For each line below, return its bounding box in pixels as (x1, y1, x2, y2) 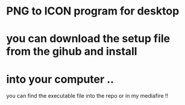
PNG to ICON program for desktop (6, 4, 180, 18)
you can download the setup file (6, 32, 171, 46)
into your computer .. (6, 72, 114, 86)
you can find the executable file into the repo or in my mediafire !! (6, 92, 169, 100)
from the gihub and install (6, 45, 137, 59)
